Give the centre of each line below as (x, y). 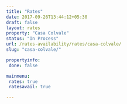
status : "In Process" (32, 39)
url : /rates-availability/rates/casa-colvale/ (64, 44)
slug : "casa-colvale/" (34, 50)
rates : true (23, 82)
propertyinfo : (23, 60)
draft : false (22, 22)
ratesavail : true (30, 87)
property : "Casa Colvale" (37, 33)
